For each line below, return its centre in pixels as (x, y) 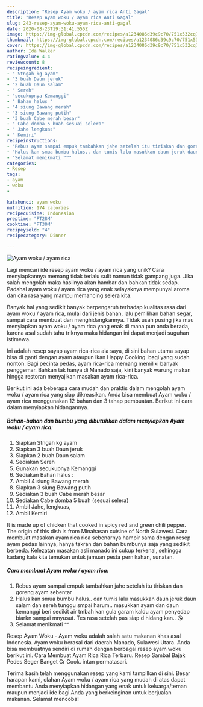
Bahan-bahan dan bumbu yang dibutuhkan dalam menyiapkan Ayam (96, 421)
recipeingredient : (30, 68)
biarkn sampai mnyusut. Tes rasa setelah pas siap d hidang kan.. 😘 (99, 618)
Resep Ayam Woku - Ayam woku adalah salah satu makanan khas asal (94, 636)
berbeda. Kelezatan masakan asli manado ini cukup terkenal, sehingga (94, 550)
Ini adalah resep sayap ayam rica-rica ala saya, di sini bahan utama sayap (98, 351)
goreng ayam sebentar (44, 592)
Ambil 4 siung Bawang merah (52, 481)
